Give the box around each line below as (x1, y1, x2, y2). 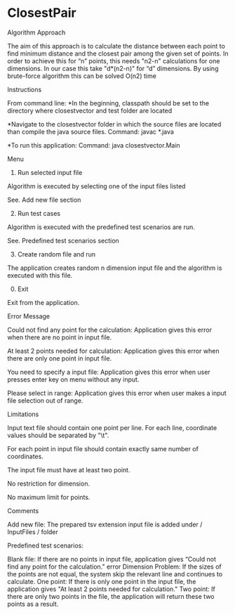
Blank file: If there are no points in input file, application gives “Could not (7, 555, 216, 563)
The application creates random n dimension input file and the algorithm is (7, 264, 222, 272)
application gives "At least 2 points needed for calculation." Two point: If (7, 585, 215, 593)
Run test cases (17, 209, 61, 217)
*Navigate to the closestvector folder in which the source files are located (7, 119, 222, 128)
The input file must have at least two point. (7, 465, 130, 474)
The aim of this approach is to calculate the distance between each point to (7, 41, 226, 50)
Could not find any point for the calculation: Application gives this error (7, 325, 213, 334)
